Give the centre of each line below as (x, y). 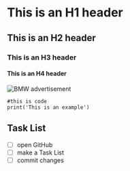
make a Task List (40, 153)
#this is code (27, 101)
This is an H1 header (65, 13)
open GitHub (35, 144)
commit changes (40, 160)
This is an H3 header (42, 57)
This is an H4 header (37, 74)
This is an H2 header (52, 38)
